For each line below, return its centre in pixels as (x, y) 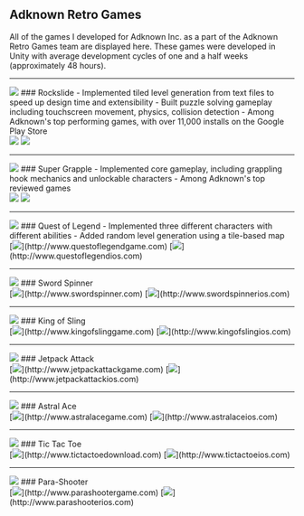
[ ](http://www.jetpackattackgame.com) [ (89, 369)
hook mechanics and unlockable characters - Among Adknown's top (137, 178)
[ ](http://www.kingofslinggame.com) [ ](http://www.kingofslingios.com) (150, 331)
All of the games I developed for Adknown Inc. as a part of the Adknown (144, 36)
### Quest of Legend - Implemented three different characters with (147, 226)
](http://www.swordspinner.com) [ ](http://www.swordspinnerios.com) (156, 294)
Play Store (28, 131)
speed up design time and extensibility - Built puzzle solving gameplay (141, 102)
